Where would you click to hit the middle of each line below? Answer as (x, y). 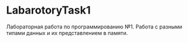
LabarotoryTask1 (48, 10)
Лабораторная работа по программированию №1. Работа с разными (94, 27)
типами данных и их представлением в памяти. (67, 33)
